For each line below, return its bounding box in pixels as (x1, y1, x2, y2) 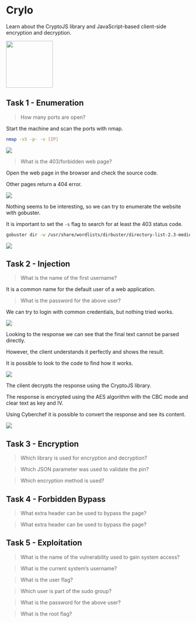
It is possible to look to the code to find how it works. (6, 360, 133, 367)
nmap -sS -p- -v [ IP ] (6, 136, 59, 142)
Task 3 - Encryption (6, 439, 79, 449)
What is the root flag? (20, 610, 72, 617)
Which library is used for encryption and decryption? (20, 454, 148, 461)
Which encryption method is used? (20, 477, 104, 484)
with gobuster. (6, 209, 41, 216)
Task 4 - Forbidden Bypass (6, 494, 106, 504)
